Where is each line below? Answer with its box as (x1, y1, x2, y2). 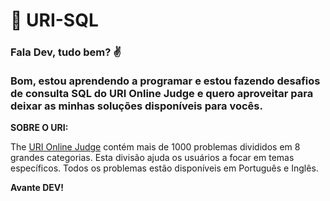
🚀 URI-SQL (10, 9, 99, 32)
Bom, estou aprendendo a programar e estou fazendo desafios (10, 74, 321, 88)
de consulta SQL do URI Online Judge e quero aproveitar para (10, 87, 314, 101)
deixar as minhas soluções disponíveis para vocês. (10, 99, 263, 113)
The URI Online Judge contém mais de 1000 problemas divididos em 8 (10, 141, 301, 153)
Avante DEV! (10, 182, 65, 194)
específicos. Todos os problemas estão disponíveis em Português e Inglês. (10, 162, 319, 174)
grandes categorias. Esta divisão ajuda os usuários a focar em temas (10, 152, 295, 164)
